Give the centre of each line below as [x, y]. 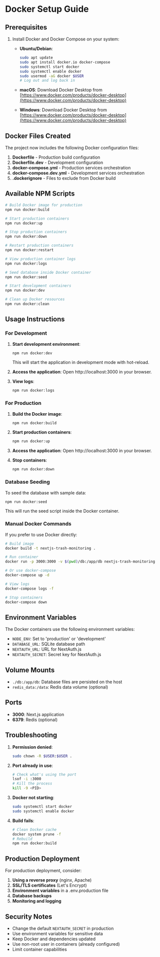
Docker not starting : [33, 798]
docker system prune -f [37, 834]
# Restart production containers [39, 246]
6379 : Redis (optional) [35, 720]
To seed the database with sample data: [46, 493]
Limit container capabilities [40, 949]
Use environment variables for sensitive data [58, 933]
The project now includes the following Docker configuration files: [72, 148]
